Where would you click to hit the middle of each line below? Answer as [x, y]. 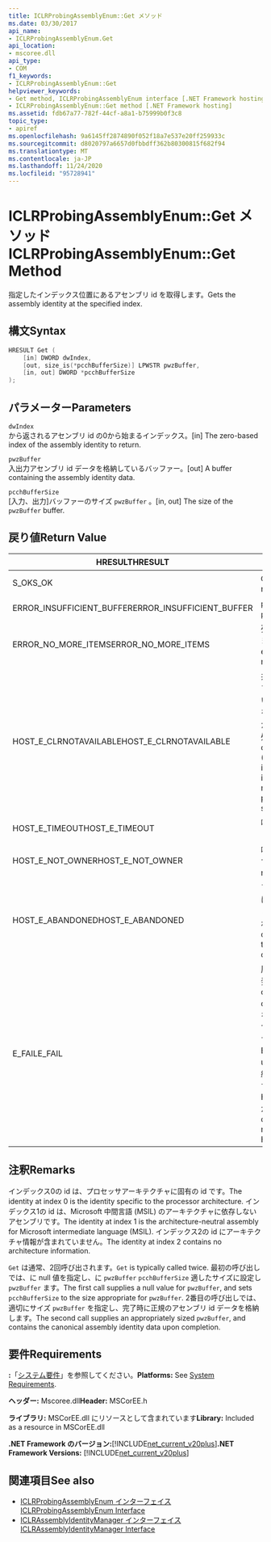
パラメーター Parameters [70, 408]
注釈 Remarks [42, 1170]
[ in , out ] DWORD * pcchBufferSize [79, 373]
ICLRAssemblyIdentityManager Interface [88, 1529]
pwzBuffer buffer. [37, 510]
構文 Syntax [37, 331]
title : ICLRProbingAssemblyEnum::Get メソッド [85, 16]
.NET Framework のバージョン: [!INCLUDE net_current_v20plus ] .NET [121, 1444]
